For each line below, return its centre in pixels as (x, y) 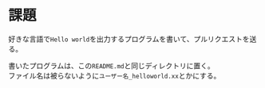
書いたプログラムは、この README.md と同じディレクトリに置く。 (112, 65)
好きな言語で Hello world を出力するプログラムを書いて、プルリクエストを (129, 39)
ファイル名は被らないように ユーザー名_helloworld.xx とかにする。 (115, 75)
